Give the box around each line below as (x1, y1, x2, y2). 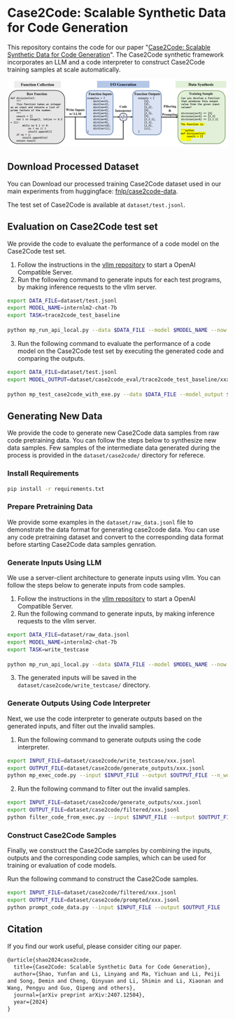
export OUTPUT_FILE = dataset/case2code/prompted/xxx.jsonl (7, 896, 180, 904)
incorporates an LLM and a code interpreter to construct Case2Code (7, 57, 205, 66)
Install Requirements (7, 469, 79, 478)
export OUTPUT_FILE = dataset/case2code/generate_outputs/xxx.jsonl (7, 765, 205, 772)
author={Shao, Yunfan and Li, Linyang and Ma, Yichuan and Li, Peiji (13, 970, 220, 978)
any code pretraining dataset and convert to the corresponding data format (7, 532, 224, 541)
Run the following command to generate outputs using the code (17, 735, 201, 744)
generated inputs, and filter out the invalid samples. (7, 721, 155, 730)
